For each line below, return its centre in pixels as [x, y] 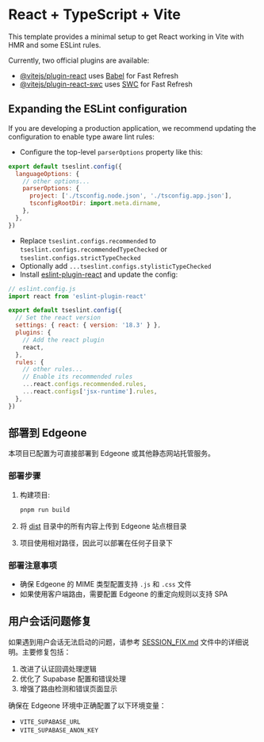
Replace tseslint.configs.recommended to [88, 240]
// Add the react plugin [63, 340]
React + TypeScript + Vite [94, 15]
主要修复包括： [46, 652]
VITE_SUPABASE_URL [50, 722]
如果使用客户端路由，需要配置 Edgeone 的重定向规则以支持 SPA [124, 594]
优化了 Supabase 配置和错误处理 [73, 679]
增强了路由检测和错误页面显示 [68, 688]
